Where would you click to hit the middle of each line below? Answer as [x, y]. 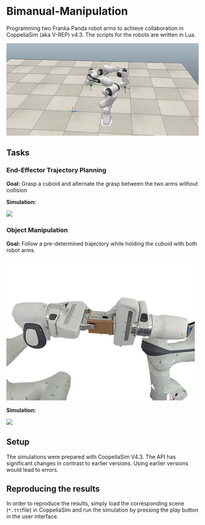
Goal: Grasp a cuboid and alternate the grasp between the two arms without [102, 183]
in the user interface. [33, 516]
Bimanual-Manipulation [67, 11]
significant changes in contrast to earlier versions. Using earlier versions [97, 463]
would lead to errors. [33, 469]
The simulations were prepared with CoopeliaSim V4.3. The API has [91, 457]
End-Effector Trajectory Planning [56, 171]
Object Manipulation [37, 230]
